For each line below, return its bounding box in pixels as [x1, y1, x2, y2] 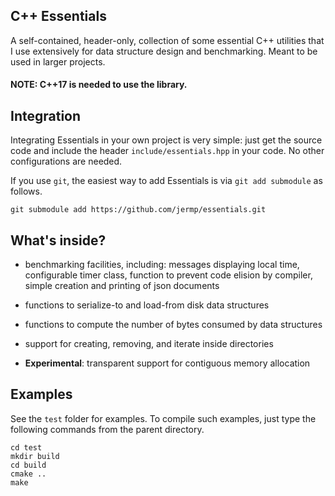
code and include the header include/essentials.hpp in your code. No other [10, 145, 325, 157]
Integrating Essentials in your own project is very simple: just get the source [10, 134, 323, 146]
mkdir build [10, 451, 60, 461]
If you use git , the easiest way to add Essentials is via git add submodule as [10, 175, 323, 187]
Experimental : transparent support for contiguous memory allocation [24, 357, 311, 369]
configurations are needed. [10, 155, 123, 168]
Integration [10, 107, 82, 124]
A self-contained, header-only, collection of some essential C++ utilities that [10, 34, 325, 46]
